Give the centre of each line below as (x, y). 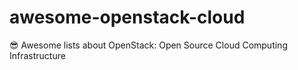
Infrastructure (37, 55)
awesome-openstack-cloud (127, 17)
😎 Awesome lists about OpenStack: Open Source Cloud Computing (148, 45)
